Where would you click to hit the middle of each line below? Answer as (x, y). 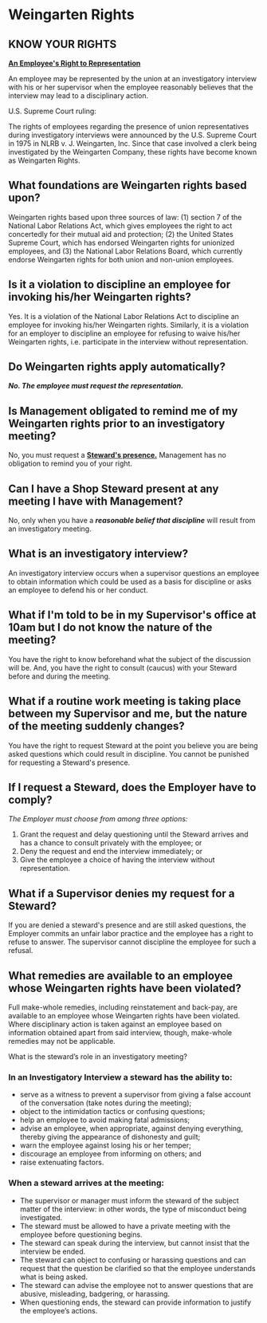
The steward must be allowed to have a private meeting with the (125, 1226)
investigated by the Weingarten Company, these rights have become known (133, 152)
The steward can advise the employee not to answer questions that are (136, 1285)
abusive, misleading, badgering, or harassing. (94, 1293)
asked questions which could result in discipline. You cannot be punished (129, 754)
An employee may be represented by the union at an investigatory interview (133, 79)
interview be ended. (53, 1251)
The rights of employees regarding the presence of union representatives (129, 126)
